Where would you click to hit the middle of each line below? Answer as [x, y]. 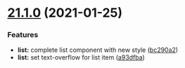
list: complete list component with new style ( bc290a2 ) [97, 50]
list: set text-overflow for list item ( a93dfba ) [81, 57]
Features [23, 35]
